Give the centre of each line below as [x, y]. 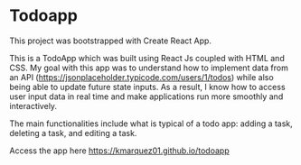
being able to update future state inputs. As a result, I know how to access [148, 87]
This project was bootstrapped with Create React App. [111, 41]
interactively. [33, 105]
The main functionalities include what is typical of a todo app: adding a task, [151, 124]
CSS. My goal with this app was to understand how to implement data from [149, 68]
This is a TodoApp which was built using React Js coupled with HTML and [147, 58]
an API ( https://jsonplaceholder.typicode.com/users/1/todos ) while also [141, 77]
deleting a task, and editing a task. [73, 133]
